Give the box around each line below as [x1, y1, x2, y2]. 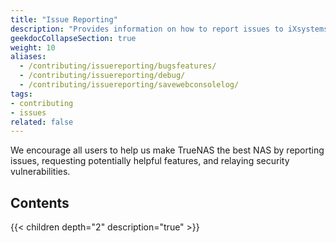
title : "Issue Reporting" [10, 14, 118, 25]
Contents [10, 194, 70, 211]
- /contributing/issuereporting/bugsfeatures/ [19, 61, 217, 71]
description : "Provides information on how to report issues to [10, 24, 284, 34]
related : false [10, 117, 74, 127]
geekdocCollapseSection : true [10, 33, 137, 43]
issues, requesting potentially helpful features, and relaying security [10, 155, 290, 167]
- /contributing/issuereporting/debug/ [19, 71, 186, 81]
